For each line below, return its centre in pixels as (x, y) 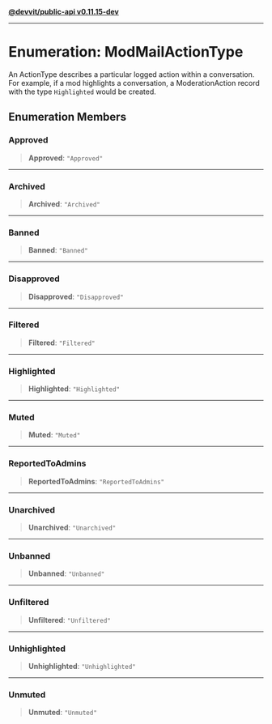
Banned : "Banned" (58, 250)
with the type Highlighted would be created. (82, 92)
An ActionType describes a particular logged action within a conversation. (132, 74)
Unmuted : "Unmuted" (62, 713)
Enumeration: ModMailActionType (126, 52)
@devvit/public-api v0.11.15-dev (64, 12)
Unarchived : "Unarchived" (72, 527)
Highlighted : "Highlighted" (74, 389)
